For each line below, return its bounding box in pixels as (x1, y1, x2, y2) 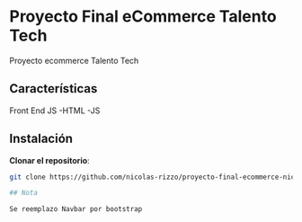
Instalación (9, 131, 74, 147)
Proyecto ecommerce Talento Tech (9, 55, 139, 66)
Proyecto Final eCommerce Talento (9, 6, 277, 27)
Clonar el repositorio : (9, 155, 90, 165)
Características (9, 81, 98, 96)
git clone (9, 173, 47, 182)
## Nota (9, 189, 39, 198)
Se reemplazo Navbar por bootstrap (9, 205, 143, 214)
